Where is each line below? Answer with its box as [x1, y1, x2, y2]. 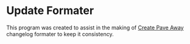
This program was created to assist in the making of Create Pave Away [6, 24, 184, 31]
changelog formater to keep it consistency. [6, 30, 114, 37]
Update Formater [6, 4, 94, 18]
